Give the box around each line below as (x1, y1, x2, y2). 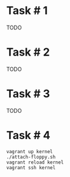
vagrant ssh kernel (6, 164, 56, 171)
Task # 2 (6, 45, 50, 59)
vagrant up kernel (6, 148, 53, 154)
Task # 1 (6, 4, 48, 18)
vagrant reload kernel (6, 159, 64, 165)
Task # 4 (6, 129, 51, 142)
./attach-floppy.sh (6, 154, 56, 160)
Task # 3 (6, 87, 51, 101)
